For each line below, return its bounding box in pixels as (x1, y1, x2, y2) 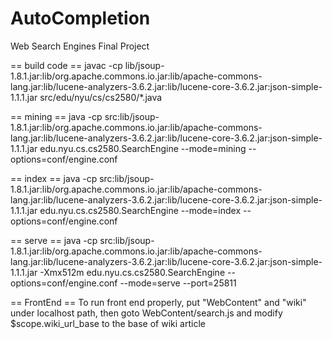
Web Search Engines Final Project (10, 40, 150, 52)
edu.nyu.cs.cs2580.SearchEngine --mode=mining (39, 142, 247, 154)
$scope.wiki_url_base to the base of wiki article (10, 317, 206, 329)
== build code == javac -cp (10, 59, 123, 71)
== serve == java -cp (10, 234, 98, 246)
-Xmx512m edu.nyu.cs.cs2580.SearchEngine (39, 266, 226, 278)
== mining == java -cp (10, 110, 103, 122)
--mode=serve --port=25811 (119, 277, 237, 289)
